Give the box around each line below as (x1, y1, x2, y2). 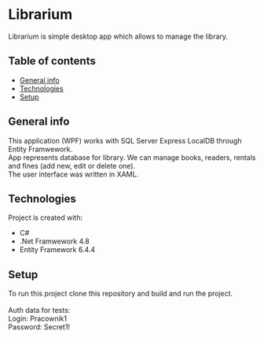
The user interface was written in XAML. (8, 169, 139, 179)
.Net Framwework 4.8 (19, 236, 90, 246)
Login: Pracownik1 (8, 314, 68, 324)
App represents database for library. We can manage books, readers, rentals (8, 152, 256, 162)
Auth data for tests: (8, 306, 71, 315)
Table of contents (8, 54, 96, 68)
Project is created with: (8, 213, 83, 222)
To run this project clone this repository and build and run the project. (8, 289, 233, 299)
